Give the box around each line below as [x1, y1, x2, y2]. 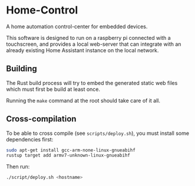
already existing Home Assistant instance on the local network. [6, 46, 159, 53]
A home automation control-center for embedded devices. [6, 23, 148, 30]
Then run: [6, 163, 30, 170]
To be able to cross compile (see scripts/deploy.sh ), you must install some [6, 130, 190, 137]
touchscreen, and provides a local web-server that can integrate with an [6, 40, 181, 48]
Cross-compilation [6, 114, 77, 124]
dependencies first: [6, 136, 54, 143]
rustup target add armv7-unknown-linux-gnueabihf [6, 153, 131, 158]
